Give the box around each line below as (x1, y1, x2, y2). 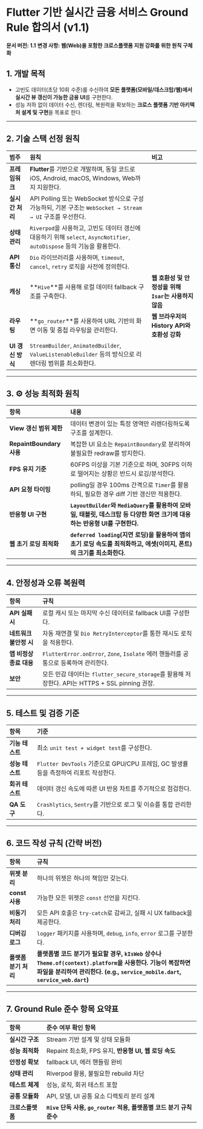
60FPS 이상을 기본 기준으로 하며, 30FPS (70, 461, 180, 469)
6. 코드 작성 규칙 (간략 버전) (6, 838, 103, 849)
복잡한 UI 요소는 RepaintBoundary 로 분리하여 (70, 440, 191, 448)
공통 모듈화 (9, 1092, 39, 1100)
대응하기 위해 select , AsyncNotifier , (30, 233, 130, 241)
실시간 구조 (9, 1035, 39, 1043)
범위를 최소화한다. (48, 359, 97, 367)
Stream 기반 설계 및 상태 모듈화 (46, 1035, 131, 1043)
